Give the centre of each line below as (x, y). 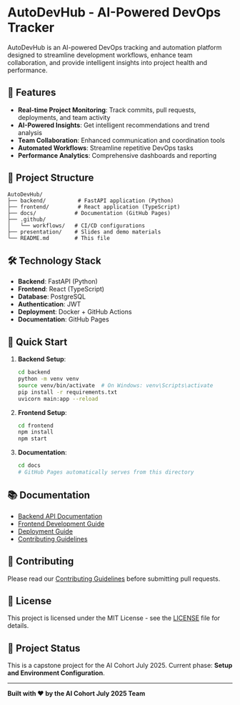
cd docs (29, 466)
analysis (30, 132)
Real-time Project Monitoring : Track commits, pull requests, (107, 110)
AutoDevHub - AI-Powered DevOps (114, 12)
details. (18, 626)
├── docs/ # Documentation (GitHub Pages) (89, 213)
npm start (32, 439)
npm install (35, 432)
